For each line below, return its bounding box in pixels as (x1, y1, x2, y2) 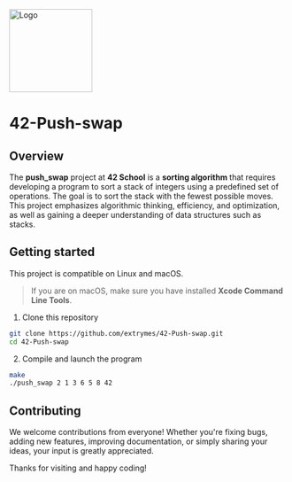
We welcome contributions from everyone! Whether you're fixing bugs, (9, 427, 268, 438)
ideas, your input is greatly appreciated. (9, 446, 155, 456)
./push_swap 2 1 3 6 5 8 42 (9, 378, 113, 388)
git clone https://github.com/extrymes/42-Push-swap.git (9, 329, 224, 338)
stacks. (9, 219, 36, 229)
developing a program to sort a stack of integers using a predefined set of (9, 182, 279, 191)
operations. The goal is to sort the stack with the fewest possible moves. (9, 190, 274, 201)
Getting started (9, 245, 96, 260)
